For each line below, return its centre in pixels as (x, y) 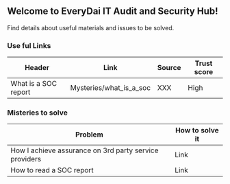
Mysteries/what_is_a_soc (111, 88)
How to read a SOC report (52, 170)
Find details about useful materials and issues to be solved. (91, 27)
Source (169, 68)
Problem (89, 135)
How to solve (197, 130)
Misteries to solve (38, 113)
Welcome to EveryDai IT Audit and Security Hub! (113, 11)
